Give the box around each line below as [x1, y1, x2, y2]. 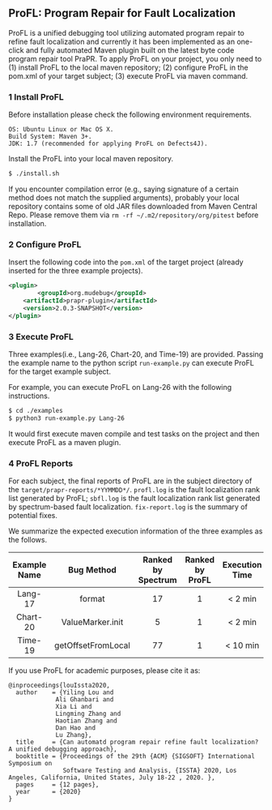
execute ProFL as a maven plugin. [8, 437, 121, 447]
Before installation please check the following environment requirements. [8, 109, 253, 120]
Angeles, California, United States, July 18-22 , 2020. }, [8, 774, 216, 782]
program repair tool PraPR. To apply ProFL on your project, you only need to [8, 54, 262, 63]
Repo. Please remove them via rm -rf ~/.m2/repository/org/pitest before [8, 210, 259, 220]
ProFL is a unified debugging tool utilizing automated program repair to [8, 28, 244, 37]
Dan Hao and [55, 724, 96, 732]
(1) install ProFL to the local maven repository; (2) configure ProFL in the [8, 62, 249, 72]
